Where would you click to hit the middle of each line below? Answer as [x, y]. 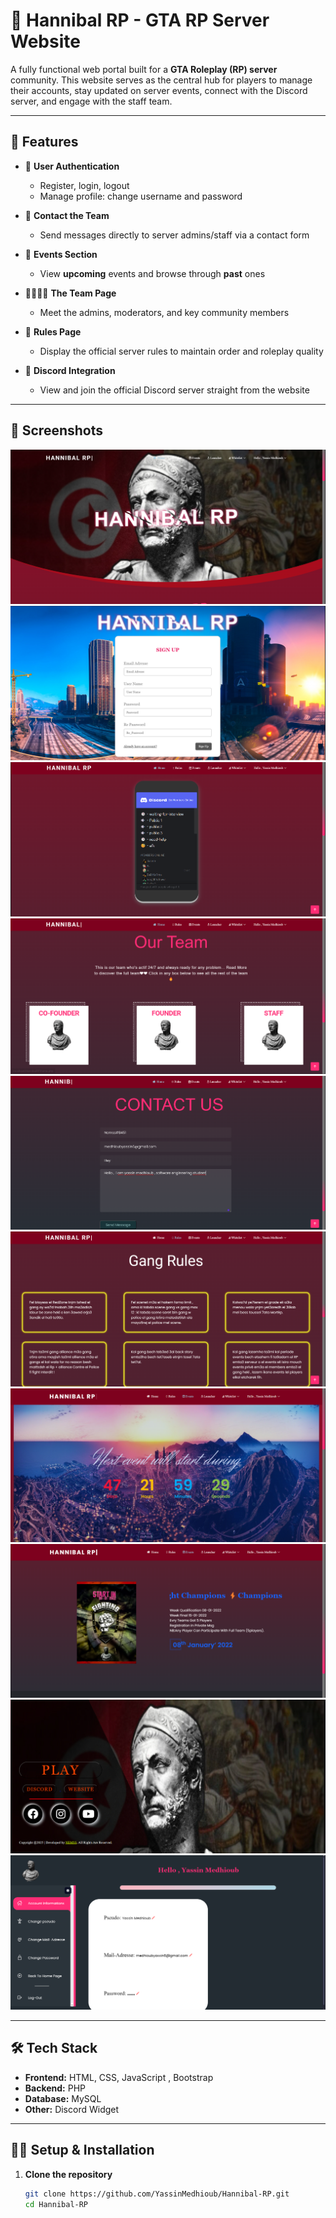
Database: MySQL [63, 2098]
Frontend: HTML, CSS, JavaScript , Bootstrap [119, 2077]
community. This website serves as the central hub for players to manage [161, 80]
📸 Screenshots [57, 430]
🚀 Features [44, 142]
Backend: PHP [55, 2088]
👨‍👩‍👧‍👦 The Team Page [70, 293]
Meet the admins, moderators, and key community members [164, 312]
